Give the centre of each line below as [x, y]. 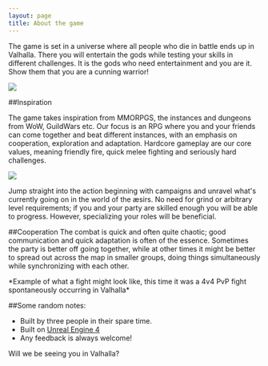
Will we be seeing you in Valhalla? [64, 353]
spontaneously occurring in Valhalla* [69, 290]
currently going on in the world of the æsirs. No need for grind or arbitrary [130, 199]
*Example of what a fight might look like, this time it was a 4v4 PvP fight [127, 281]
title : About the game [46, 23]
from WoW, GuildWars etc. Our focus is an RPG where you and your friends [132, 126]
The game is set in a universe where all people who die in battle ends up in [131, 46]
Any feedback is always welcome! [76, 338]
